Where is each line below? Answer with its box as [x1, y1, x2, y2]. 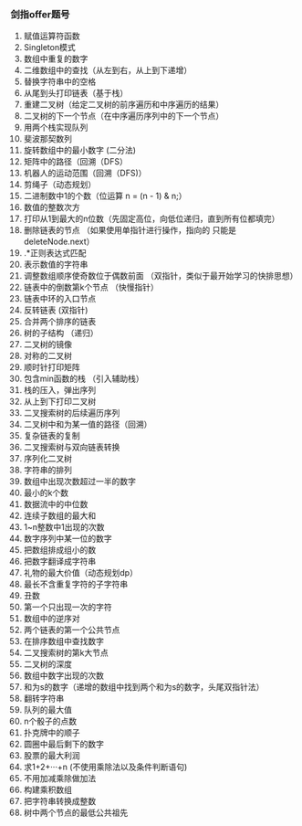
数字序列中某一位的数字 [23, 533, 112, 545]
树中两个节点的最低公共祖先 [23, 807, 129, 819]
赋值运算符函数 [23, 30, 80, 42]
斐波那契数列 [23, 133, 72, 144]
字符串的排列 [23, 464, 72, 476]
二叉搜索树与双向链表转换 [23, 441, 120, 453]
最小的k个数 [23, 487, 69, 499]
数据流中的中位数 [23, 499, 89, 510]
